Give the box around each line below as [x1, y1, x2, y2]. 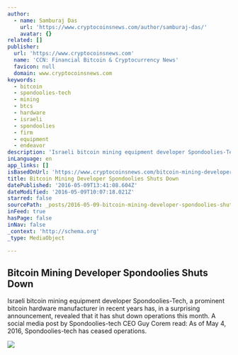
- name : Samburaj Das [13, 17, 78, 24]
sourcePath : [7, 201, 42, 209]
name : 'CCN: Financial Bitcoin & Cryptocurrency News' [13, 57, 179, 64]
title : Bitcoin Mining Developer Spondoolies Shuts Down [7, 175, 179, 182]
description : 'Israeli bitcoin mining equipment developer [7, 149, 186, 156]
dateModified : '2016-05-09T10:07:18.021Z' [7, 188, 135, 196]
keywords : [7, 76, 37, 84]
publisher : [7, 43, 40, 50]
